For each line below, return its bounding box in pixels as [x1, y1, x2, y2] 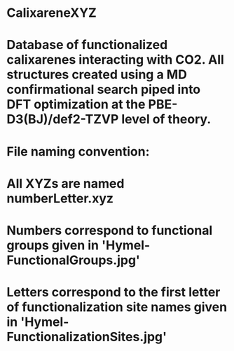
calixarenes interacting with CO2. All [6, 52, 225, 68]
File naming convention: [6, 144, 150, 159]
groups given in [6, 237, 99, 253]
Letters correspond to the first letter [6, 284, 221, 301]
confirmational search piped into [6, 82, 201, 97]
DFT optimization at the [6, 97, 146, 113]
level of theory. [121, 111, 212, 128]
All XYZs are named [6, 175, 125, 191]
